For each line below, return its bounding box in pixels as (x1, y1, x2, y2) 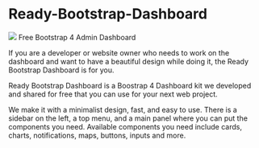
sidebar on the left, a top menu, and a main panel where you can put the (8, 113, 249, 123)
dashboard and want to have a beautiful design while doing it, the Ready (8, 56, 249, 66)
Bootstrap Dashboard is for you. (8, 65, 115, 75)
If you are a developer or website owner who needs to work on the (8, 47, 230, 57)
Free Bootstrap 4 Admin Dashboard (18, 32, 136, 42)
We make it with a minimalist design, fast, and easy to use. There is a (8, 105, 238, 114)
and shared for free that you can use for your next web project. (8, 89, 218, 99)
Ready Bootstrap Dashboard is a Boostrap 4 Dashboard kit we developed (8, 80, 252, 90)
